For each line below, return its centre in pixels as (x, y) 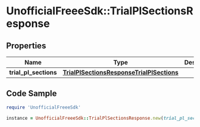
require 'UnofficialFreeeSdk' (44, 107)
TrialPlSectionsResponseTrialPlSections (121, 72)
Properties (26, 46)
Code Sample (32, 94)
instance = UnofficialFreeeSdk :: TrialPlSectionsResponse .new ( (85, 118)
